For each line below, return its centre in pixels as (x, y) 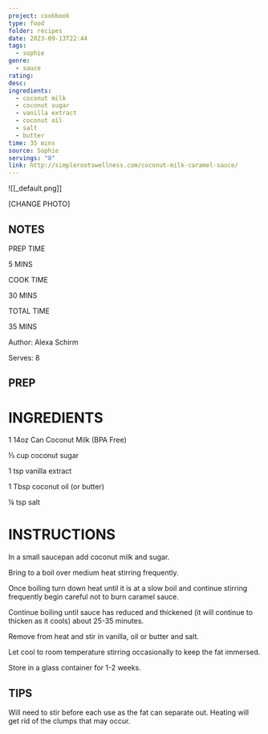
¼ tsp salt (24, 502)
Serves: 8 (24, 357)
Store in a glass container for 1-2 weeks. (75, 668)
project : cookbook (39, 16)
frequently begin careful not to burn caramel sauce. (93, 597)
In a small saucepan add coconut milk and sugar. (89, 557)
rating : (21, 76)
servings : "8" (32, 158)
